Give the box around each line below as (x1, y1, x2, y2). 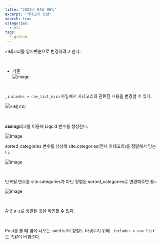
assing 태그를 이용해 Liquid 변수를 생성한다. (5, 123, 89, 129)
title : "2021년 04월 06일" (5, 7, 57, 12)
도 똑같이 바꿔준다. (5, 234, 40, 240)
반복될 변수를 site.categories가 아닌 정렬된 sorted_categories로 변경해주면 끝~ (5, 179, 157, 184)
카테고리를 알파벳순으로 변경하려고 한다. (5, 48, 81, 54)
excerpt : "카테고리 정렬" (5, 12, 52, 17)
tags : (5, 30, 16, 35)
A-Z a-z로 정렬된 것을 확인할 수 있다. (5, 208, 75, 214)
